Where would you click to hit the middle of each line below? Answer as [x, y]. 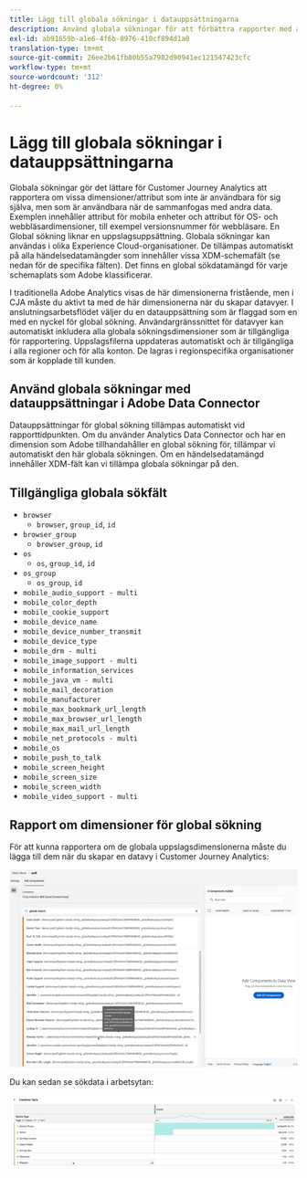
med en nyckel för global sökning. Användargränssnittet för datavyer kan [147, 321]
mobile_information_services [78, 671]
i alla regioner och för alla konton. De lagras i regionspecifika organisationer [152, 351]
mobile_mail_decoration [68, 690]
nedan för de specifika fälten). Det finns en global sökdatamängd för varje [148, 265]
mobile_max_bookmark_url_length [84, 710]
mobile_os [42, 749]
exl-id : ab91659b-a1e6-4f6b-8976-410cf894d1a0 [100, 38]
